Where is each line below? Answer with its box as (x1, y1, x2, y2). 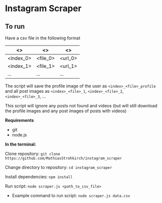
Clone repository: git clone (5, 151, 60, 156)
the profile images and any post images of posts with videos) (5, 108, 127, 114)
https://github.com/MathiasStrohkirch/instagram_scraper (5, 156, 122, 161)
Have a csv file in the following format (5, 35, 81, 41)
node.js (12, 132, 28, 137)
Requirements (5, 118, 34, 123)
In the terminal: (5, 141, 36, 147)
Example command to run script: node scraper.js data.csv (12, 193, 131, 198)
